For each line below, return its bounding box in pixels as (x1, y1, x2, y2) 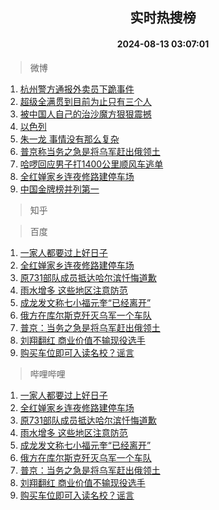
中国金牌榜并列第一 (19, 183, 100, 195)
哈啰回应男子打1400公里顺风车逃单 (19, 158, 164, 170)
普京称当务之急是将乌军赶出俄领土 (19, 145, 161, 157)
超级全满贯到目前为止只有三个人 (19, 95, 152, 107)
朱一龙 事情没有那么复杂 (19, 133, 120, 145)
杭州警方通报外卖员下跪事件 (19, 83, 135, 95)
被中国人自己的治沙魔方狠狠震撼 (19, 108, 152, 120)
